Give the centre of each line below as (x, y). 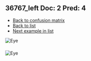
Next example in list (33, 31)
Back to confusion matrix (38, 20)
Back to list (24, 25)
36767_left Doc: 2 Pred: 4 (45, 8)
